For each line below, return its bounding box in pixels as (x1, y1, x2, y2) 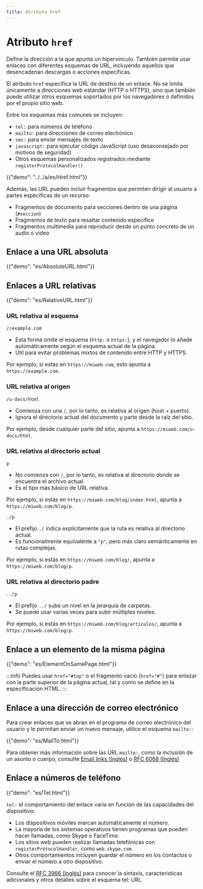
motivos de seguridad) (15, 148, 72, 156)
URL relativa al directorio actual (6, 447, 101, 455)
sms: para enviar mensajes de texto (15, 136, 104, 143)
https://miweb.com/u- (141, 426, 196, 432)
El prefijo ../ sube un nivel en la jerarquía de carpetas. (15, 602, 151, 609)
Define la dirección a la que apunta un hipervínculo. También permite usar (6, 55, 191, 63)
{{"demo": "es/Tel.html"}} (6, 789, 70, 796)
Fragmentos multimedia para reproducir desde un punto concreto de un (15, 222, 195, 230)
